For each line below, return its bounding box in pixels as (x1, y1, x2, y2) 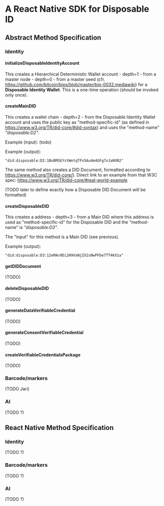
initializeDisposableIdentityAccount (5, 60, 80, 66)
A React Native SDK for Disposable (5, 3, 149, 15)
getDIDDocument (5, 263, 42, 269)
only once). (5, 92, 28, 98)
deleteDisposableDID (5, 285, 49, 291)
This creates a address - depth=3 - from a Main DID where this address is (5, 214, 154, 220)
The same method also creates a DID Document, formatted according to (5, 167, 151, 173)
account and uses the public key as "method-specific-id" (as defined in (5, 119, 149, 125)
